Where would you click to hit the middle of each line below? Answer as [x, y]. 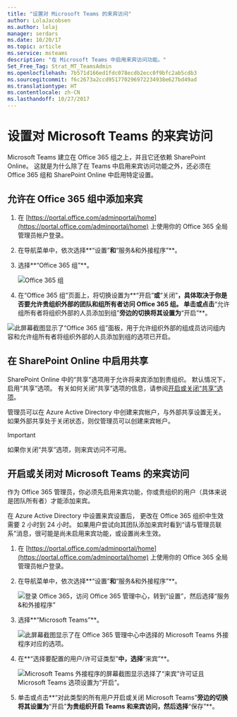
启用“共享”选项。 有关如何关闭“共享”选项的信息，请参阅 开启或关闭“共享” [112, 388]
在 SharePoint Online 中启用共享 [78, 361]
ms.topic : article [34, 47]
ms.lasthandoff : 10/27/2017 [49, 100]
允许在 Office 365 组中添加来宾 [75, 199]
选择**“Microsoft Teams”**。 [60, 620]
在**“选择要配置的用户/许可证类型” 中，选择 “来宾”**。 [95, 659]
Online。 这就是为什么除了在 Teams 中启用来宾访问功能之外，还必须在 [109, 166]
